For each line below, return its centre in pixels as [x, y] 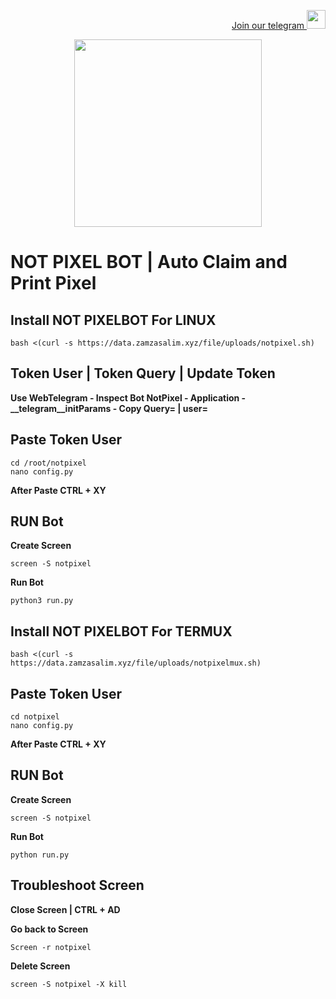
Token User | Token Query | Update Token [143, 373]
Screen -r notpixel [51, 947]
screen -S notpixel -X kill [69, 984]
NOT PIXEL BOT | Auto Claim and [149, 262]
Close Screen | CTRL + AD [65, 909]
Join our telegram [268, 25]
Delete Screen [40, 966]
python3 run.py [42, 601]
